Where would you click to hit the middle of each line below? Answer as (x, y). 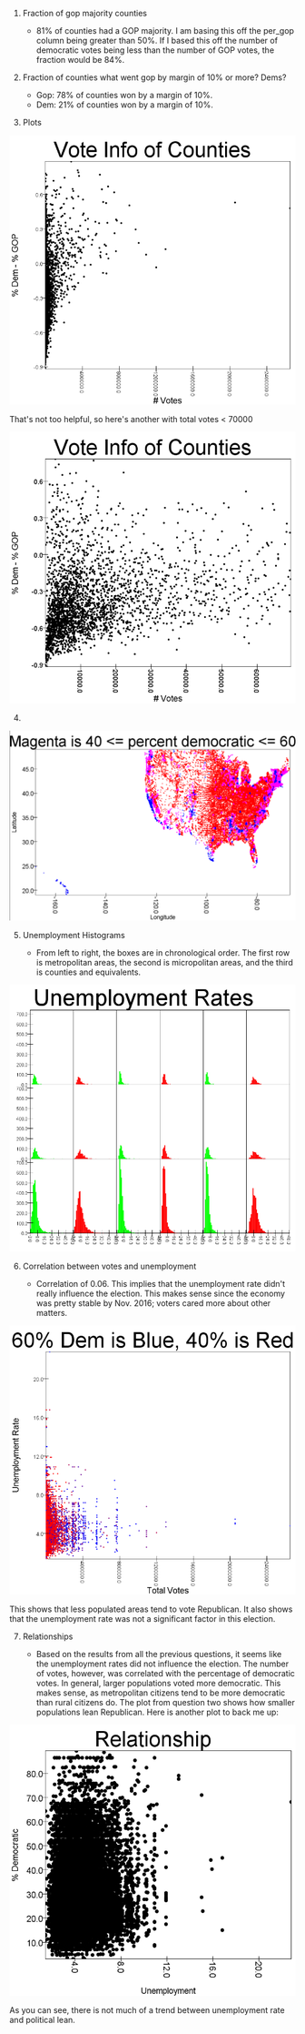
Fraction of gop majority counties (85, 13)
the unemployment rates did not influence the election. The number (162, 1664)
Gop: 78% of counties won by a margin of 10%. (124, 95)
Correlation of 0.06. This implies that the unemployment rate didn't (161, 1284)
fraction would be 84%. (80, 60)
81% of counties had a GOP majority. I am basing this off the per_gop (165, 30)
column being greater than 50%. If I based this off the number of (157, 40)
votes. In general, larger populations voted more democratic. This (158, 1683)
